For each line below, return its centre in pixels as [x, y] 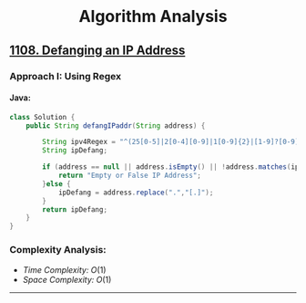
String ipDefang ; [75, 151]
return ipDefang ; [75, 209]
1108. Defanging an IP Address [97, 50]
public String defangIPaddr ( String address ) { [116, 125]
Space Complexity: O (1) [67, 279]
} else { [56, 183]
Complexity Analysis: [58, 250]
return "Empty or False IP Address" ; [130, 176]
